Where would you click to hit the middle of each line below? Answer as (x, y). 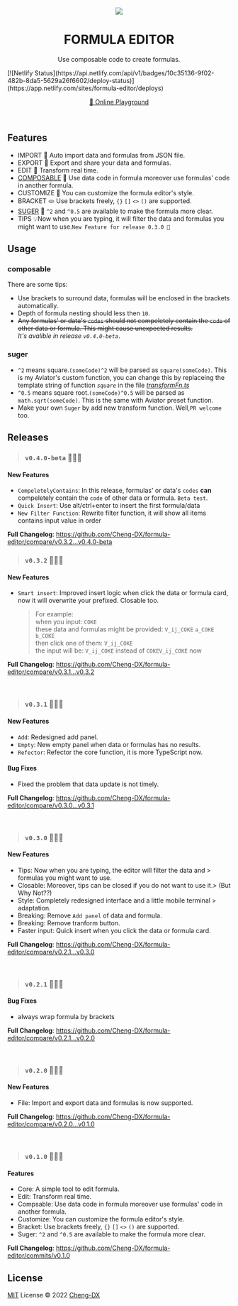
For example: (54, 614)
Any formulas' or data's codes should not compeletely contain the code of (124, 321)
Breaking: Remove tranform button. (69, 923)
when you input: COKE (66, 622)
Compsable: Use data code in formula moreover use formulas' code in (120, 1204)
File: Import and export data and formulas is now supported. (105, 1103)
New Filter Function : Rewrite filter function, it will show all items (112, 513)
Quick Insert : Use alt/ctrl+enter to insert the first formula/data (109, 506)
